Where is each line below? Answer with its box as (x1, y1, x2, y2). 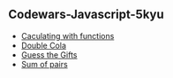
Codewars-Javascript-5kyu (8, 7, 164, 22)
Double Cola (20, 40, 67, 51)
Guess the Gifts (20, 49, 78, 60)
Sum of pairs (20, 58, 68, 69)
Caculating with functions (20, 30, 115, 41)
